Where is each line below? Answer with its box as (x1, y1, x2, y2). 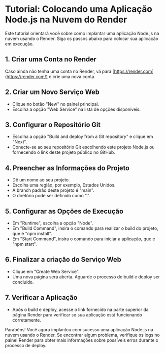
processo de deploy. (5, 342, 47, 348)
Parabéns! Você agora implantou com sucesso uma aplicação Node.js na (5, 326, 154, 332)
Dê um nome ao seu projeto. (12, 177, 70, 183)
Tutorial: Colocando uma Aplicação (5, 3, 153, 15)
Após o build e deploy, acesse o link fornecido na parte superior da (12, 307, 149, 312)
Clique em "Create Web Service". (12, 268, 80, 274)
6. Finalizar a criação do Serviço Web (5, 256, 122, 264)
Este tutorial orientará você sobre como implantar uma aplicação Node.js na (5, 30, 159, 36)
